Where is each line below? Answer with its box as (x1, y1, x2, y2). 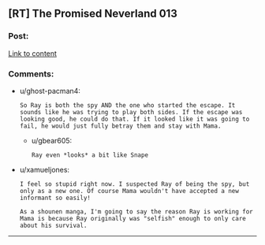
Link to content (8, 48, 58, 58)
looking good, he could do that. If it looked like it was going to (19, 115, 250, 123)
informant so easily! (19, 194, 91, 202)
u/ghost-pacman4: (19, 86, 81, 95)
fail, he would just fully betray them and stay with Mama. (19, 122, 222, 130)
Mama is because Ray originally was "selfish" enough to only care (19, 214, 246, 222)
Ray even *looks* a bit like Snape (31, 150, 148, 159)
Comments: (8, 68, 54, 79)
